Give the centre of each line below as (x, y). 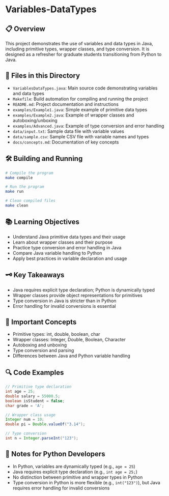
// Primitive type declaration (38, 387)
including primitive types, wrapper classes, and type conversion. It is (77, 49)
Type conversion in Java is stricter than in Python (64, 301)
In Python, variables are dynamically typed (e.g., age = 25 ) (74, 466)
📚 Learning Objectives (43, 222)
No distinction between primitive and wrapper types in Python (78, 477)
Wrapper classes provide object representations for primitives (77, 295)
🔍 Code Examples (35, 372)
